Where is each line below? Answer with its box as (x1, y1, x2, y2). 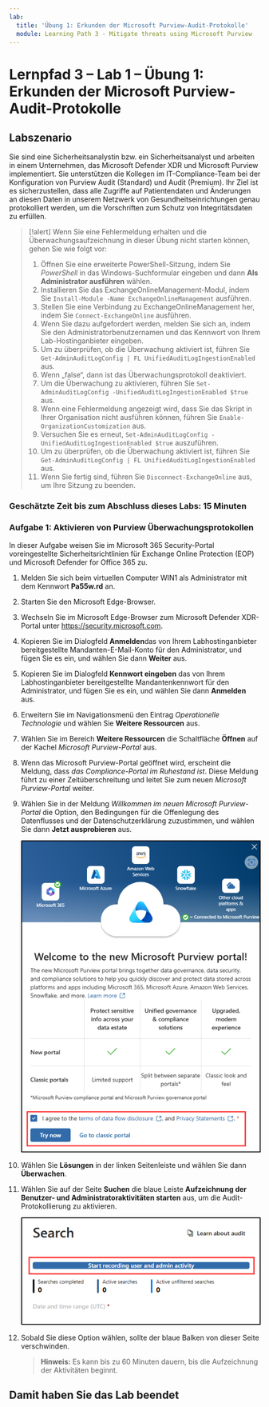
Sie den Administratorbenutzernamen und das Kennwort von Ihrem (40, 328, 261, 338)
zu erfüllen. (9, 212, 47, 222)
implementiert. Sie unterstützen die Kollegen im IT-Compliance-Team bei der (9, 169, 261, 179)
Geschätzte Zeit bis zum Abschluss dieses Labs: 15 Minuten (9, 501, 247, 512)
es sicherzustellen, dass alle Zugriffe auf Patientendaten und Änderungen (9, 186, 251, 196)
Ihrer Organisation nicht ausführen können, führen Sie (40, 413, 218, 422)
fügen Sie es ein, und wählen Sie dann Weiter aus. (20, 653, 188, 663)
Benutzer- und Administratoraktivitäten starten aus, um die (20, 1193, 221, 1202)
